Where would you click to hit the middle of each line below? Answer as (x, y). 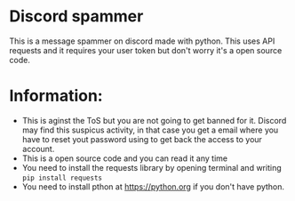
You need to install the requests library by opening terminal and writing (151, 167)
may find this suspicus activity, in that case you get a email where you (150, 130)
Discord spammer (76, 16)
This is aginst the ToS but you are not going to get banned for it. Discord (154, 120)
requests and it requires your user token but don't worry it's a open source (146, 50)
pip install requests (62, 178)
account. (38, 149)
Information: (56, 96)
